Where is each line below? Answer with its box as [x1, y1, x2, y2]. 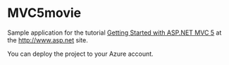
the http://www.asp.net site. [7, 35, 88, 44]
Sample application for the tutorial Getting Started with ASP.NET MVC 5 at [7, 28, 222, 37]
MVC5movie [7, 5, 82, 21]
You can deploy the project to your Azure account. [7, 49, 154, 58]
